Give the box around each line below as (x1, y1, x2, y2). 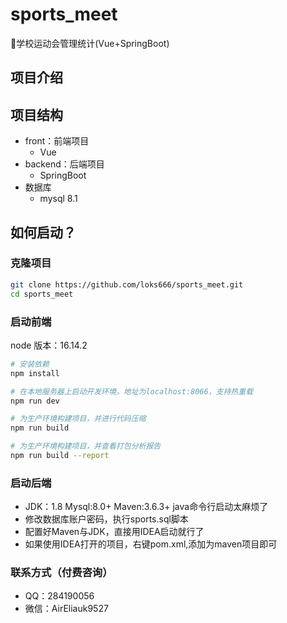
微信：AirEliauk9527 (24, 603, 109, 615)
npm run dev (10, 396, 60, 406)
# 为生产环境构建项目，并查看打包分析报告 (10, 441, 162, 452)
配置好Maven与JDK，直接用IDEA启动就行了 (24, 526, 205, 538)
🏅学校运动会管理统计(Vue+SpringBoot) (10, 37, 170, 49)
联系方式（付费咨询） (10, 566, 113, 580)
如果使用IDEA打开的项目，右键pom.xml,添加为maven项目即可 (24, 538, 278, 550)
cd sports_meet (10, 289, 74, 299)
